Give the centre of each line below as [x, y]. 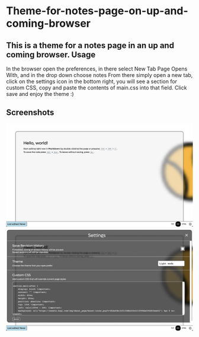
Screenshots [30, 113]
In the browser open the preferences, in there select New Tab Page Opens [97, 69]
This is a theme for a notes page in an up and [90, 45]
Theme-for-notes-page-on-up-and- [97, 11]
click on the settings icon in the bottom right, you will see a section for [92, 81]
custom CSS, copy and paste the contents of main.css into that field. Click [97, 88]
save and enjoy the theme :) [40, 94]
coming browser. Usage [51, 54]
